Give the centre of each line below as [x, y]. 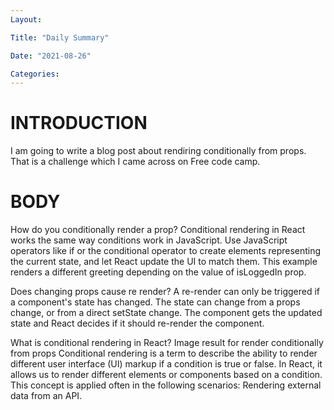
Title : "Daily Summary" [60, 37]
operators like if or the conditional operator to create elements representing [166, 251]
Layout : [26, 19]
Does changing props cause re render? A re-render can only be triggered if [165, 292]
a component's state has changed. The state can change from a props [155, 302]
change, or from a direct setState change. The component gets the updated [166, 313]
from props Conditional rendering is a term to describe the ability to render [164, 353]
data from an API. [46, 396]
